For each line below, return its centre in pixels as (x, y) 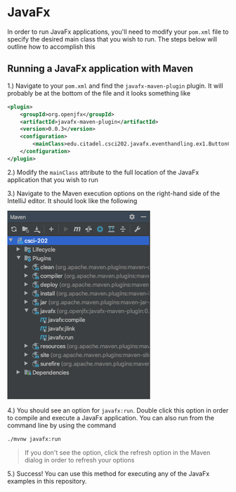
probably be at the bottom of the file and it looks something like (99, 93)
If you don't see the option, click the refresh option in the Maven (117, 452)
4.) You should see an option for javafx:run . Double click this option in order (118, 410)
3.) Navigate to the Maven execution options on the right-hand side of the (113, 193)
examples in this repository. (47, 481)
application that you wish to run (53, 179)
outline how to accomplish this (52, 46)
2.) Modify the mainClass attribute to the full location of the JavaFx (103, 172)
